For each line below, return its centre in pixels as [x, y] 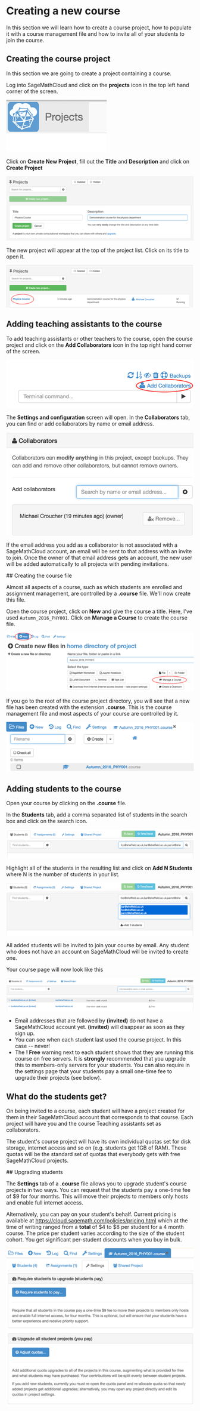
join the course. [25, 40]
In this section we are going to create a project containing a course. [89, 73]
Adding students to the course [64, 789]
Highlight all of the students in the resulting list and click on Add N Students [99, 868]
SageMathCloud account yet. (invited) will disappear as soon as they [100, 1027]
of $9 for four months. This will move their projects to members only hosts [97, 1196]
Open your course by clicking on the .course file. [66, 803]
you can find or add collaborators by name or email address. [80, 424]
